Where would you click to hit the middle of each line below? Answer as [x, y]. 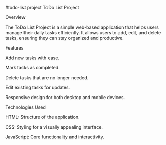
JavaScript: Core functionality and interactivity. [55, 137]
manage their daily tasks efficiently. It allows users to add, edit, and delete [83, 32]
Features [15, 48]
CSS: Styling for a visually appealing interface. [54, 127]
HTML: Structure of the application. [43, 117]
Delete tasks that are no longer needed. [47, 78]
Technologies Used [26, 107]
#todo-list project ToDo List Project [42, 7]
